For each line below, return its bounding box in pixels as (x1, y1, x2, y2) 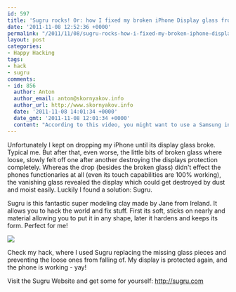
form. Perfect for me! (7, 221, 68, 230)
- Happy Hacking (7, 50, 55, 57)
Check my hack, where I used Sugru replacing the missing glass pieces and (7, 248, 227, 256)
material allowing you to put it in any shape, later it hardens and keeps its (7, 213, 218, 222)
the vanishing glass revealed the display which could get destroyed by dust (7, 178, 225, 186)
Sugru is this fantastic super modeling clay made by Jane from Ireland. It (7, 199, 218, 207)
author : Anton (13, 88, 55, 95)
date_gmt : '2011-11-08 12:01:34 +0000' (13, 114, 131, 121)
